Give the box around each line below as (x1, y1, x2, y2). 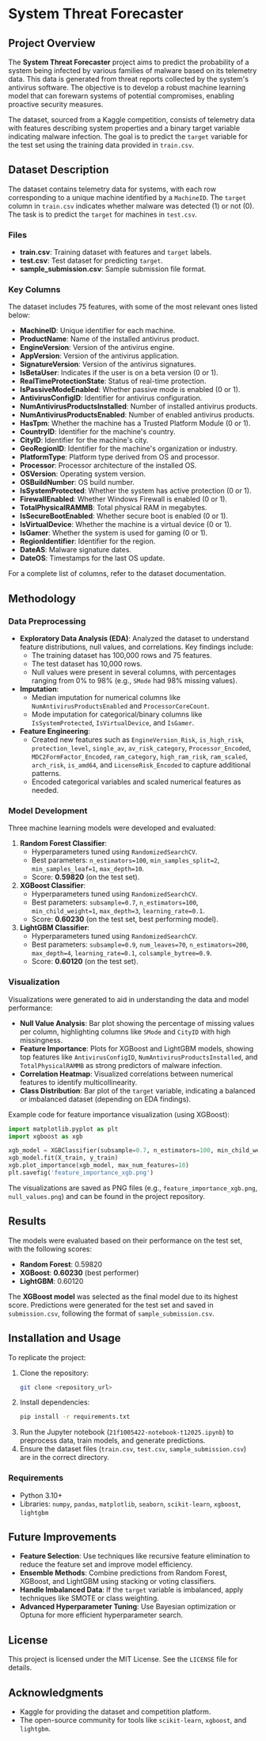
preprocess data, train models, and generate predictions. (19, 1435, 206, 1445)
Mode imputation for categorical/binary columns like (31, 709, 203, 719)
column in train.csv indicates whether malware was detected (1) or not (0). (8, 201, 255, 210)
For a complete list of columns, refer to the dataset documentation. (8, 569, 226, 578)
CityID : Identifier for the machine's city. (19, 436, 149, 445)
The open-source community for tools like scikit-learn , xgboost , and (19, 1716, 247, 1725)
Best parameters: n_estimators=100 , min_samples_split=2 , (31, 855, 220, 865)
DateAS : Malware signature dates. (19, 545, 132, 555)
